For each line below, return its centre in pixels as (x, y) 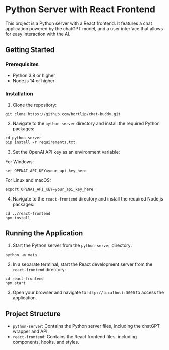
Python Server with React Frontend (80, 9)
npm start (16, 283)
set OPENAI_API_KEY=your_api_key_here (46, 171)
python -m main (21, 255)
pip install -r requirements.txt (40, 142)
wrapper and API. (31, 331)
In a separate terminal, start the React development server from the (82, 264)
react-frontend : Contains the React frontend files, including (75, 336)
